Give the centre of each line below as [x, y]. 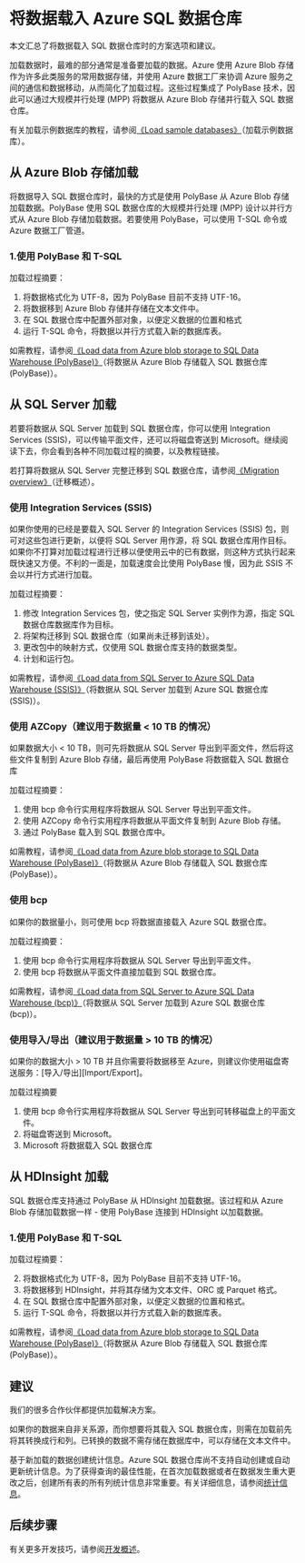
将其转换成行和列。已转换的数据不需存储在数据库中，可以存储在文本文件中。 [152, 1440]
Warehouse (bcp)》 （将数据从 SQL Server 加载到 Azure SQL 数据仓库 [138, 1003]
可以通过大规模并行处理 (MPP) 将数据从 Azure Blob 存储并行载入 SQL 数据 [155, 99]
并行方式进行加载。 [61, 575]
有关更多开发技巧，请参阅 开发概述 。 [77, 1548]
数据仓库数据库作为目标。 [70, 625]
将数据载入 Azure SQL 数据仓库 [126, 19]
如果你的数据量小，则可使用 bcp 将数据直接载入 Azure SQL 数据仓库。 [141, 922]
